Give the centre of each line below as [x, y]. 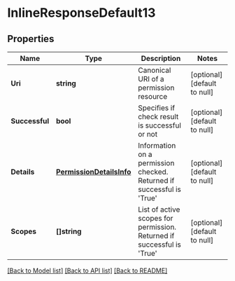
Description [161, 59]
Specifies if [157, 108]
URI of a [151, 79]
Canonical [155, 70]
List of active [159, 210]
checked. [153, 172]
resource [153, 96]
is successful [160, 125]
